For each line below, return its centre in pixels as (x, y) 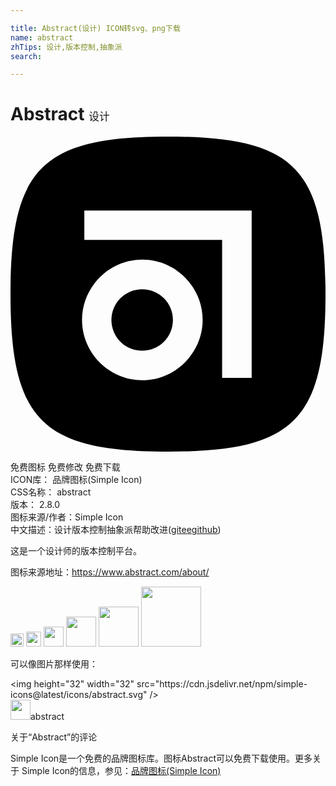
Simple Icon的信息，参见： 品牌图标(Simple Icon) (121, 771)
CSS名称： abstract (51, 492)
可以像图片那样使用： (54, 664)
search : (26, 56)
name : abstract (42, 37)
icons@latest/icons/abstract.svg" (79, 695)
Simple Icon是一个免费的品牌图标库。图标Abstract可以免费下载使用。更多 (161, 758)
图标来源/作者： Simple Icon (67, 517)
